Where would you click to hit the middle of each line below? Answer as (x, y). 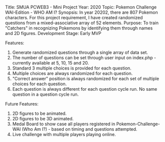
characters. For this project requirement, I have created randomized (74, 18)
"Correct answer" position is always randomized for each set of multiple (86, 79)
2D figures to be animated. (39, 113)
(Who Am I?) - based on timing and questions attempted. (80, 129)
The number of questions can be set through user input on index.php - (84, 58)
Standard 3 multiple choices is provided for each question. (72, 68)
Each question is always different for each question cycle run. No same (84, 89)
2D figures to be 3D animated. (43, 119)
